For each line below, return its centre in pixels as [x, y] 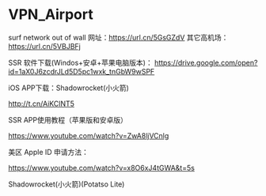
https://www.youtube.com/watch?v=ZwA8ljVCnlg [89, 135]
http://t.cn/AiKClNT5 [42, 104]
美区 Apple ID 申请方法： [49, 152]
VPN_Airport [51, 15]
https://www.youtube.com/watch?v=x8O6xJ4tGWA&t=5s [102, 168]
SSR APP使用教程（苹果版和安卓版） [68, 119]
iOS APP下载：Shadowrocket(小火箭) [68, 88]
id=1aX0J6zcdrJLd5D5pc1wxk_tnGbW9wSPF [82, 71]
